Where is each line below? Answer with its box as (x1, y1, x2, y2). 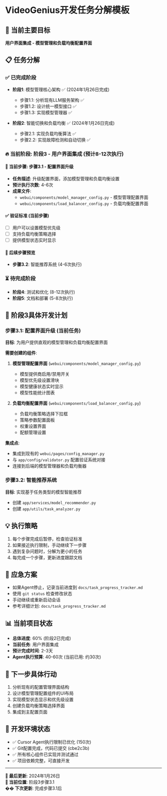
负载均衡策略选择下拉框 (19, 411, 68, 417)
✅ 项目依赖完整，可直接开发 (12, 757, 70, 763)
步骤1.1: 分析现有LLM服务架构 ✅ (19, 97, 84, 103)
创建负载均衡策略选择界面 (12, 703, 65, 709)
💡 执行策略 (5, 522, 38, 530)
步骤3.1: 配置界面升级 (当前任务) (5, 327, 81, 334)
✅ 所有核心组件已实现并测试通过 (12, 751, 79, 757)
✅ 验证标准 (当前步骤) (5, 213, 50, 219)
